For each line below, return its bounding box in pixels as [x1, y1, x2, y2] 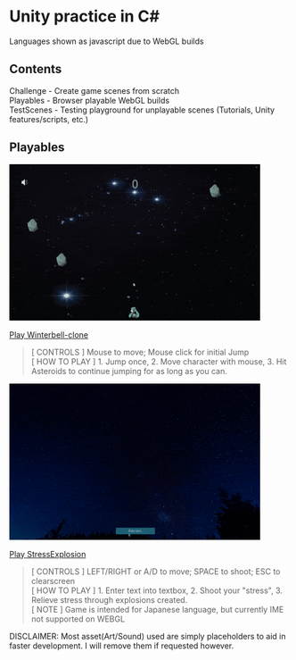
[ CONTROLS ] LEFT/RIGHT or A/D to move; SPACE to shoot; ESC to [30, 565, 281, 577]
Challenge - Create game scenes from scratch [9, 85, 180, 96]
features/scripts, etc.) [9, 113, 89, 124]
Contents [9, 62, 62, 77]
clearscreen [30, 575, 76, 586]
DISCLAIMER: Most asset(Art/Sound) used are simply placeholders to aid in [9, 631, 287, 641]
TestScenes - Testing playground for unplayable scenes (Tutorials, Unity [9, 104, 275, 115]
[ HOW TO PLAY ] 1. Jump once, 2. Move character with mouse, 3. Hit [30, 355, 287, 367]
